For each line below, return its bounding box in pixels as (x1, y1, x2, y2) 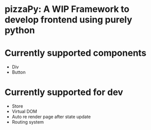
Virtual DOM (11, 109, 37, 115)
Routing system (11, 119, 44, 125)
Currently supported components (4, 47, 147, 59)
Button (11, 69, 26, 75)
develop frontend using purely (4, 14, 133, 25)
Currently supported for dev (4, 87, 124, 98)
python (4, 25, 35, 36)
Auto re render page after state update (11, 114, 91, 120)
